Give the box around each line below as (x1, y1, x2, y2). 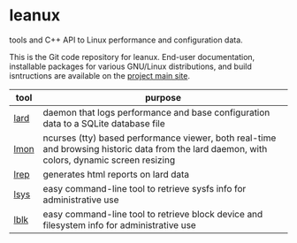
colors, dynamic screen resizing (42, 154, 175, 166)
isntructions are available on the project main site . (9, 70, 190, 80)
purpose (144, 91, 181, 103)
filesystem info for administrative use (42, 218, 196, 231)
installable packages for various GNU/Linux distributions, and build (9, 61, 252, 72)
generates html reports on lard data (42, 168, 190, 180)
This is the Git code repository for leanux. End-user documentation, (9, 51, 255, 62)
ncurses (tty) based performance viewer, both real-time (42, 132, 277, 144)
